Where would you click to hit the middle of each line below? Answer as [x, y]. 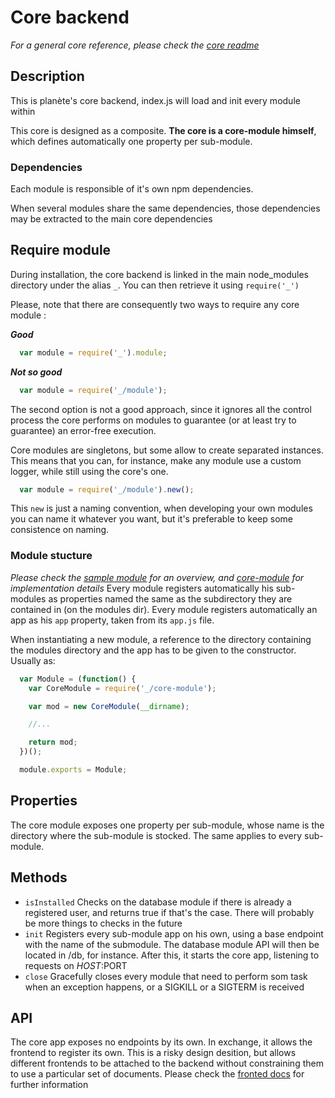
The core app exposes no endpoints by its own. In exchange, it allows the [161, 1042]
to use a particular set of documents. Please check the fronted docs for [157, 1074]
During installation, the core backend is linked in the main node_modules [159, 274]
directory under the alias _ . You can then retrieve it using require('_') [155, 285]
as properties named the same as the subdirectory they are [170, 598]
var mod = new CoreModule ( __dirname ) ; [109, 706]
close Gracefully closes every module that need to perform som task [166, 976]
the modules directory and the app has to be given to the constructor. [153, 650]
